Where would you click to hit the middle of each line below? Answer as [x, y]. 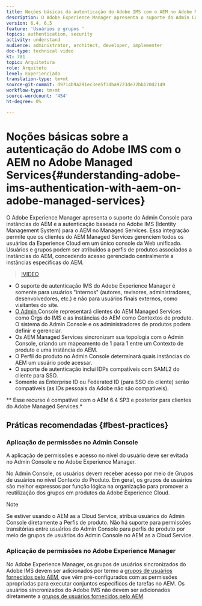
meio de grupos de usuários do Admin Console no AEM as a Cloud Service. [100, 535]
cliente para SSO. [36, 375]
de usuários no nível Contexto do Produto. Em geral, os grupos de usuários [99, 480]
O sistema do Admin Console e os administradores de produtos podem [103, 324]
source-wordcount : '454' [37, 96]
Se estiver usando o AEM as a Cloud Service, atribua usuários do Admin [96, 516]
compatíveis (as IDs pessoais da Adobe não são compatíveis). [92, 388]
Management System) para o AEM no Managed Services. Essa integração [98, 230]
